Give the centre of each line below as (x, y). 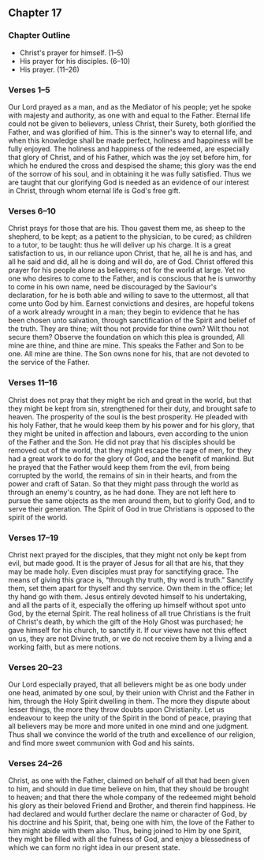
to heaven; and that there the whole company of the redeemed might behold (132, 797)
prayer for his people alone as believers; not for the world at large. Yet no (127, 270)
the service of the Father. (49, 363)
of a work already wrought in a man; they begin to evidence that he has (124, 312)
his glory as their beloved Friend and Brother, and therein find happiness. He (132, 806)
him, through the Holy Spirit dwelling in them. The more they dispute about (129, 702)
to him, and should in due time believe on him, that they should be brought (129, 789)
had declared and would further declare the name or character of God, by (128, 814)
